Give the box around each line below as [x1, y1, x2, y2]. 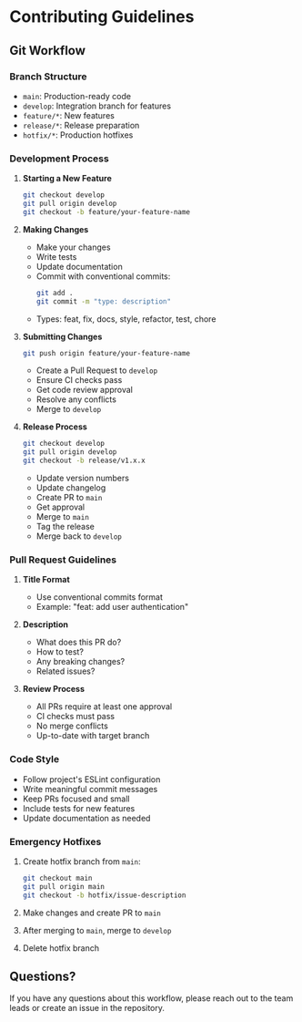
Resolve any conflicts [35, 394, 116, 405]
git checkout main [22, 873, 93, 883]
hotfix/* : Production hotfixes [22, 129, 134, 140]
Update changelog [35, 482, 106, 493]
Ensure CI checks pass [35, 375, 123, 386]
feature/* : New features [22, 109, 116, 120]
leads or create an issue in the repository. [9, 1003, 166, 1014]
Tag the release [35, 521, 96, 532]
